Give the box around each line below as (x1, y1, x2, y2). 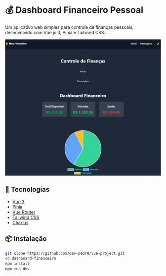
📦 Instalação (5, 234, 47, 243)
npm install (5, 261, 30, 266)
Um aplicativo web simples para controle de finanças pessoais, (5, 24, 134, 30)
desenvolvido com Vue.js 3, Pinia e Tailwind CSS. (5, 29, 106, 35)
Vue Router (12, 209, 36, 215)
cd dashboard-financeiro (5, 256, 56, 261)
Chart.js (12, 220, 29, 225)
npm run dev (5, 267, 30, 272)
